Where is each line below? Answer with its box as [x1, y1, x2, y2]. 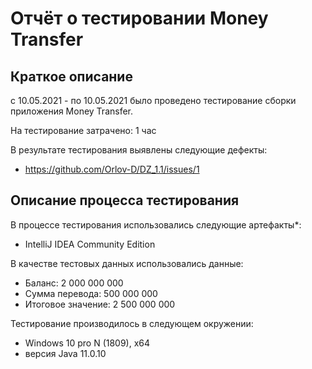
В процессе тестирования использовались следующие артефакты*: [10, 218, 302, 231]
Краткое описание [10, 68, 133, 85]
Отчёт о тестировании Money [10, 7, 269, 30]
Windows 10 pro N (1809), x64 [24, 337, 151, 349]
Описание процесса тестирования [10, 192, 240, 209]
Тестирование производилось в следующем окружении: [10, 317, 254, 329]
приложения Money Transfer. [10, 105, 134, 117]
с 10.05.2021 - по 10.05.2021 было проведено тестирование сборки [10, 95, 297, 106]
